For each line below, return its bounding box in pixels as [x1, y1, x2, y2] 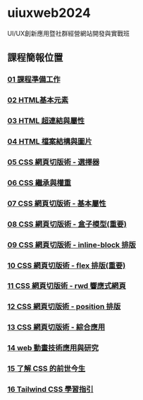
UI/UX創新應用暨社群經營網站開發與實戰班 [7, 29, 130, 37]
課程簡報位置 [7, 51, 63, 64]
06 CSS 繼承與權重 [7, 177, 72, 187]
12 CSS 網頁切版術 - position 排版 [7, 301, 121, 311]
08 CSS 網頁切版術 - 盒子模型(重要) [7, 219, 127, 229]
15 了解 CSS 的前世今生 [7, 364, 86, 374]
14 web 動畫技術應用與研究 [7, 343, 99, 353]
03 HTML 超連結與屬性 [7, 116, 85, 126]
